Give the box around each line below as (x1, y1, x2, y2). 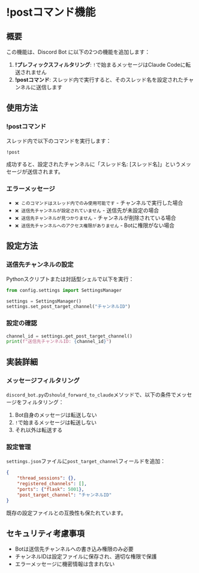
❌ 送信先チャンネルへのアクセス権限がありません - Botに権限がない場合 (14, 222, 175, 229)
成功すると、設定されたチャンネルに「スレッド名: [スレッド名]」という (6, 160, 181, 168)
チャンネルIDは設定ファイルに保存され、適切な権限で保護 (14, 553, 157, 560)
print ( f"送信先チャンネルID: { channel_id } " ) (6, 339, 112, 345)
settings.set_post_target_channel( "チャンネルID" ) (6, 304, 131, 310)
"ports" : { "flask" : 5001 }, (17, 486, 85, 493)
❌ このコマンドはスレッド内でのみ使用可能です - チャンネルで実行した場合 (14, 199, 183, 206)
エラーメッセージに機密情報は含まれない (14, 560, 115, 568)
